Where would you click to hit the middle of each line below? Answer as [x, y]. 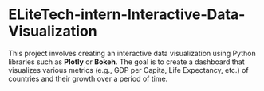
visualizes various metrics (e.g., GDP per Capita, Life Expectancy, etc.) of [128, 70]
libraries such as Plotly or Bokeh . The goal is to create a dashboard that [126, 62]
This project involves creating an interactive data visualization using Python [132, 53]
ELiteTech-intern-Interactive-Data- [127, 15]
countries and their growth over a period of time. [88, 78]
